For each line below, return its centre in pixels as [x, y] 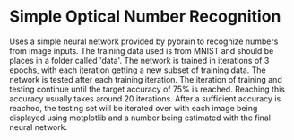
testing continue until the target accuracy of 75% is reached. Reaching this [147, 89]
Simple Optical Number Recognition [145, 17]
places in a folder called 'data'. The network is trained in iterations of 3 [139, 60]
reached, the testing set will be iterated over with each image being [134, 108]
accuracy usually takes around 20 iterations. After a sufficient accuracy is [145, 98]
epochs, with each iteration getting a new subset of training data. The [138, 70]
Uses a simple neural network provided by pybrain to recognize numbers [144, 41]
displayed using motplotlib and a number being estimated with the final [140, 118]
